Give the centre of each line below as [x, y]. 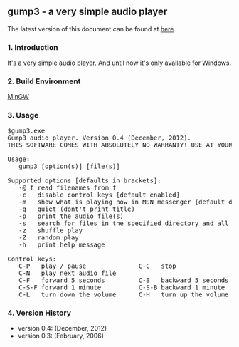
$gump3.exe [26, 130]
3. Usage [23, 115]
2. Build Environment [44, 81]
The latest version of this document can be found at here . [92, 29]
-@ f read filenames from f [68, 187]
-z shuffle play [51, 230]
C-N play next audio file [68, 273]
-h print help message [62, 244]
